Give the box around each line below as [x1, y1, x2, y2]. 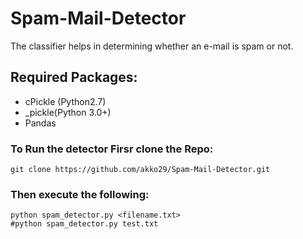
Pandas [24, 117, 57, 129]
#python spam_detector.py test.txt [10, 219, 159, 229]
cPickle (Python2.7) [24, 95, 107, 107]
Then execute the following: [10, 187, 150, 201]
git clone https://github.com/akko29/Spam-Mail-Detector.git [10, 165, 271, 175]
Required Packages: [10, 69, 138, 86]
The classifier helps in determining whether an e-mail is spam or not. [10, 40, 294, 52]
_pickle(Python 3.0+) [24, 106, 112, 118]
